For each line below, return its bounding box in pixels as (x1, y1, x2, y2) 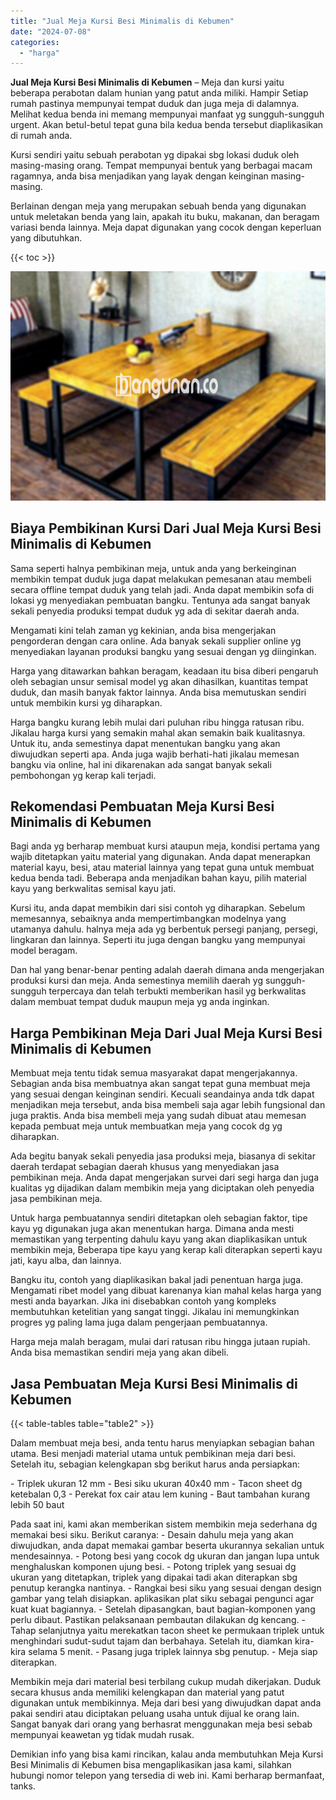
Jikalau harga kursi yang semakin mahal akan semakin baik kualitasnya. (10, 726, 306, 739)
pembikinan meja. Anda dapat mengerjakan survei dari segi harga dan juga (10, 1171, 319, 1184)
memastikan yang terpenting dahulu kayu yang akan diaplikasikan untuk (10, 1233, 308, 1245)
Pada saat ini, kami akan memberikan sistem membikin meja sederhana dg (10, 1518, 318, 1530)
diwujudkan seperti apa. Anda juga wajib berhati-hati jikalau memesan (10, 748, 300, 760)
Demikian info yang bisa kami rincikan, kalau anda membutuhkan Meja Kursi (10, 1748, 324, 1760)
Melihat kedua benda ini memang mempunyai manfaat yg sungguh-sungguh (10, 108, 325, 120)
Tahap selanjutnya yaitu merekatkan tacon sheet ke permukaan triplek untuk (10, 1625, 325, 1637)
